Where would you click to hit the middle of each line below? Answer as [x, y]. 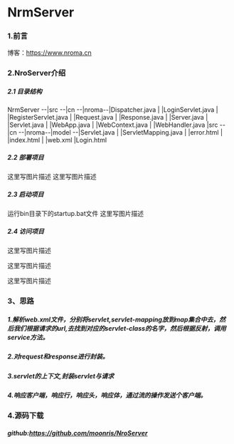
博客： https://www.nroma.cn [50, 53]
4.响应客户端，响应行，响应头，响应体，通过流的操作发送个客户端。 [107, 395]
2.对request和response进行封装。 [58, 356]
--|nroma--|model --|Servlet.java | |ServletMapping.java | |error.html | [120, 133]
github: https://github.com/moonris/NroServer [78, 433]
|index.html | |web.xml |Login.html [57, 140]
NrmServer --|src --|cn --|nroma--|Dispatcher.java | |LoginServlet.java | [113, 110]
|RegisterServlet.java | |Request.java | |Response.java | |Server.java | [108, 118]
